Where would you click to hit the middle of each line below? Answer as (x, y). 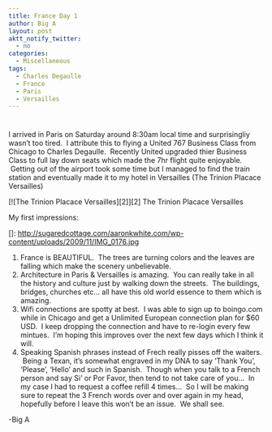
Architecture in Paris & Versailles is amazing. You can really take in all (137, 275)
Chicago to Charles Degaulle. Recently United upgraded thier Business (128, 152)
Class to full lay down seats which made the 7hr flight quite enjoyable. (125, 160)
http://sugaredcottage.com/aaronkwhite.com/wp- (101, 233)
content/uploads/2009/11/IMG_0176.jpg (74, 242)
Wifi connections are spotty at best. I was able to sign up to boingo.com (141, 310)
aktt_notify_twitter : (45, 38)
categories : (28, 53)
